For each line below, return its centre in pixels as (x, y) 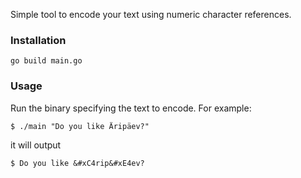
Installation (38, 40)
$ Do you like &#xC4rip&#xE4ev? (77, 163)
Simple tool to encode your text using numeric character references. (151, 14)
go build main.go (46, 61)
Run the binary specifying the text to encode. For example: (131, 108)
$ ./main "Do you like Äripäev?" (80, 126)
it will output (36, 145)
